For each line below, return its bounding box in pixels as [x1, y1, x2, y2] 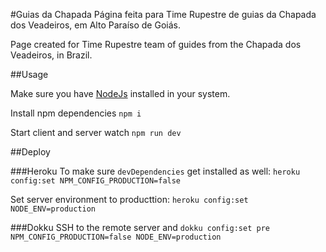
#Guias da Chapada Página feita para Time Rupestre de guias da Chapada [10, 9, 317, 20]
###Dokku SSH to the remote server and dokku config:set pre [10, 222, 270, 233]
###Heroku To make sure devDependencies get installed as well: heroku [10, 165, 301, 177]
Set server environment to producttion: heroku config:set [10, 194, 249, 205]
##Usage [10, 69, 49, 80]
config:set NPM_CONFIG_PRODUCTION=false [10, 176, 182, 186]
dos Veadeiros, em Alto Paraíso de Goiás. [10, 19, 181, 31]
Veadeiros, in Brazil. [10, 49, 93, 61]
